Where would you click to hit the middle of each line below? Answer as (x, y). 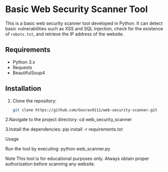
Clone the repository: (35, 101)
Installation (23, 89)
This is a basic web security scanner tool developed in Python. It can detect (84, 23)
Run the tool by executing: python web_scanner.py (58, 149)
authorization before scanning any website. (50, 164)
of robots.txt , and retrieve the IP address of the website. (65, 34)
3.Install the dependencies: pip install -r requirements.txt (64, 129)
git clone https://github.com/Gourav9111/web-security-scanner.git (85, 110)
